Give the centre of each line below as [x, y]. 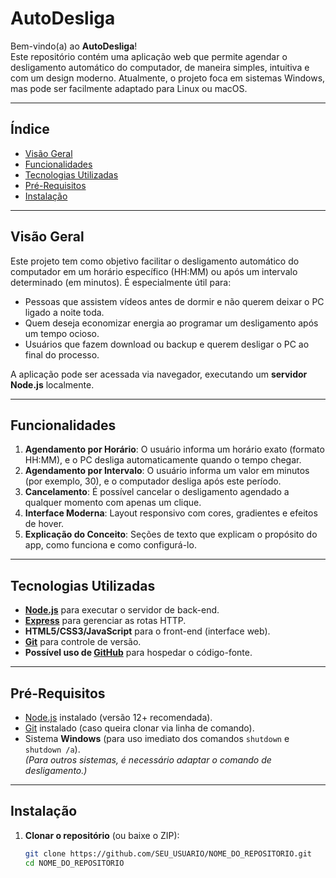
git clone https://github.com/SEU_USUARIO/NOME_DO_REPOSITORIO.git [168, 853]
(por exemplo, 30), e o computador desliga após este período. [153, 481]
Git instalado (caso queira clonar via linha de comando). [139, 728]
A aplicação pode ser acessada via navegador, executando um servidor [159, 374]
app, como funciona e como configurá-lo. [110, 545]
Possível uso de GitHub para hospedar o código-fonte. [138, 653]
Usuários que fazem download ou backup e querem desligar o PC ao [167, 344]
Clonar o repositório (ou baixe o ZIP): [102, 835]
